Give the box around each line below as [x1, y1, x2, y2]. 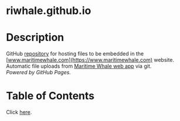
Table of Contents [6, 89, 95, 103]
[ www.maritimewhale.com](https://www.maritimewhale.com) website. [6, 57, 174, 64]
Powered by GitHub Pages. [6, 69, 71, 76]
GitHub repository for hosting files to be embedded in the [6, 50, 144, 57]
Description [6, 31, 64, 44]
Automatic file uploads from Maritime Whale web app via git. [6, 63, 152, 70]
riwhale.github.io [6, 4, 92, 18]
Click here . [6, 109, 32, 116]
